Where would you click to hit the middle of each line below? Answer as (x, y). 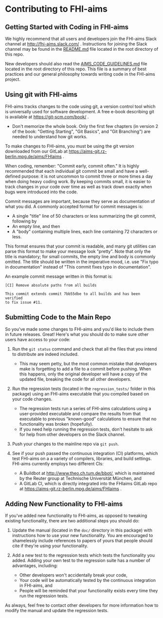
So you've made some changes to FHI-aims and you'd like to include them (80, 329)
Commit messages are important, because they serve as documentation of (80, 201)
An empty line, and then (36, 226)
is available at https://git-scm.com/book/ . (47, 117)
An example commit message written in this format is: (59, 276)
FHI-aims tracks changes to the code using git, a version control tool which (80, 106)
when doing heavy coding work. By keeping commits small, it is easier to (78, 181)
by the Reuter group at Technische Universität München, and (81, 478)
